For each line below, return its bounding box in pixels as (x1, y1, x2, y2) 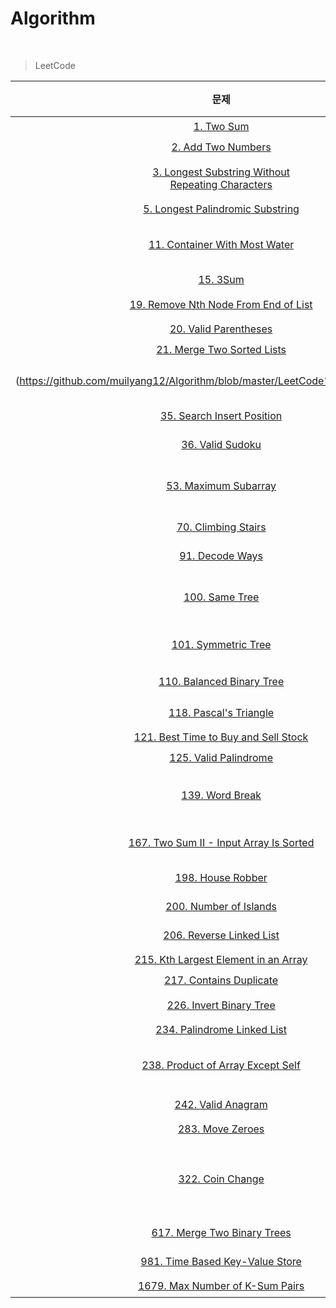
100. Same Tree (183, 590, 260, 604)
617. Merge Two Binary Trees (151, 1225, 292, 1239)
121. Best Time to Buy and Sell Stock (133, 730, 309, 744)
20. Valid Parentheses (169, 322, 273, 336)
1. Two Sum (193, 120, 250, 134)
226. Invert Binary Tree (166, 998, 276, 1012)
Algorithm (10, 7, 96, 30)
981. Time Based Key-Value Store (140, 1254, 302, 1268)
